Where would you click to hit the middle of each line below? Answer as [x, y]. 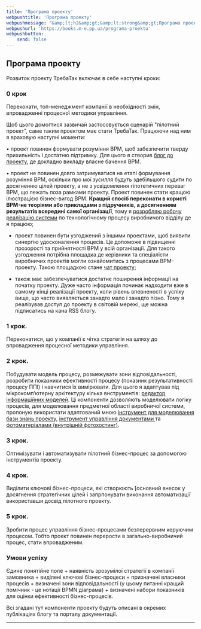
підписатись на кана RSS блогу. [56, 311]
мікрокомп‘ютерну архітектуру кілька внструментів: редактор [86, 393]
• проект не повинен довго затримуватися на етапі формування [88, 173]
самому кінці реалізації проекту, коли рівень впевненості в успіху [99, 292]
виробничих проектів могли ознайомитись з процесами [87, 261]
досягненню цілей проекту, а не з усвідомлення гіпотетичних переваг [96, 186]
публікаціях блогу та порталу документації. [62, 614]
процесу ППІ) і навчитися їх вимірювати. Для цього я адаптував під [93, 387]
